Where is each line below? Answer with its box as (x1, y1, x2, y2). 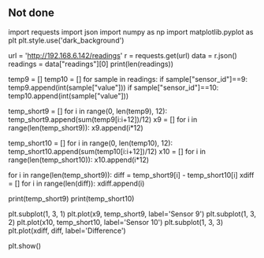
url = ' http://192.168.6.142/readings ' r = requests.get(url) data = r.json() (8, 50, 238, 60)
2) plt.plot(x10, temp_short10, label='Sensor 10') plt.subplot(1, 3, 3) (8, 217, 224, 227)
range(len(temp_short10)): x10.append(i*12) (8, 155, 150, 164)
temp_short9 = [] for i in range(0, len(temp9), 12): (8, 106, 168, 116)
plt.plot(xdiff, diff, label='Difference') (8, 226, 126, 235)
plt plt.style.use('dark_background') (8, 35, 125, 45)
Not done (8, 6, 55, 20)
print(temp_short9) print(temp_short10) (8, 193, 135, 203)
